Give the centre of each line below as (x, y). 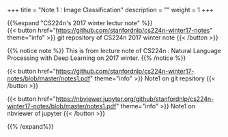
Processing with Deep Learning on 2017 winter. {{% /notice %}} (97, 58)
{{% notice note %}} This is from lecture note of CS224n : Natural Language (114, 51)
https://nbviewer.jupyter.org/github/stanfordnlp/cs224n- (135, 99)
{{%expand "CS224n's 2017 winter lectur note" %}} (80, 23)
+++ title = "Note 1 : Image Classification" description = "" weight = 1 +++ (110, 10)
